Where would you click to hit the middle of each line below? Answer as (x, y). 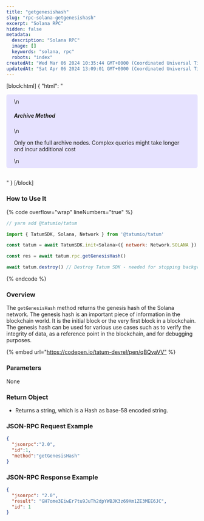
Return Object (27, 397)
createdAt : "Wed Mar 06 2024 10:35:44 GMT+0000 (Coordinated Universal (99, 63)
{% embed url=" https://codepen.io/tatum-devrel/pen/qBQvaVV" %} (91, 352)
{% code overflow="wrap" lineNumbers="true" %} (70, 212)
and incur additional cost (45, 149)
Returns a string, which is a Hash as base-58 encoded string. (92, 410)
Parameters (24, 368)
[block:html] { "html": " (35, 86)
